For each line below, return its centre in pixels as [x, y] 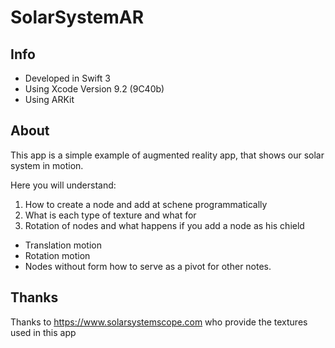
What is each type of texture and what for [110, 215]
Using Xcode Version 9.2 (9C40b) [94, 89]
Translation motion [63, 245]
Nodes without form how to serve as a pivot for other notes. [148, 266]
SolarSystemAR [77, 17]
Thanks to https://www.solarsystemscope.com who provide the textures [159, 322]
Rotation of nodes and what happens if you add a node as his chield [164, 225]
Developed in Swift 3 [67, 78]
